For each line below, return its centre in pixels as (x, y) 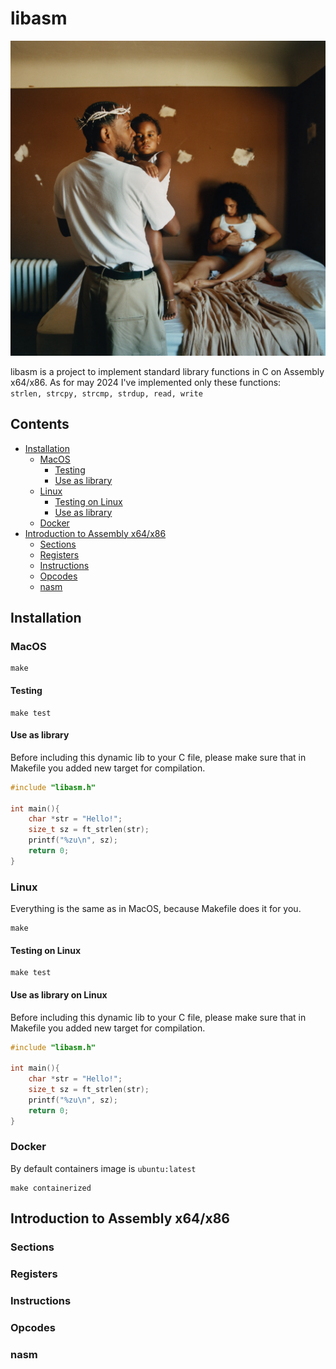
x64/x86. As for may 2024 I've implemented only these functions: (146, 382)
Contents (40, 424)
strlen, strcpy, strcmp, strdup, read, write (106, 393)
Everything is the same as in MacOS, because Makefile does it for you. (156, 909)
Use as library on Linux (59, 994)
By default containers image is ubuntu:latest (103, 1168)
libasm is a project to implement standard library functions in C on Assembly (167, 371)
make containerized (51, 1188)
